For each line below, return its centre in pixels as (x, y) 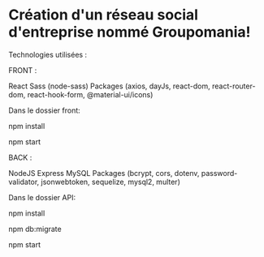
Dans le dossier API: (42, 197)
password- (219, 173)
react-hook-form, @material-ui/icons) (90, 94)
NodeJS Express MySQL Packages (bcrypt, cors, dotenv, (104, 173)
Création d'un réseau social (104, 15)
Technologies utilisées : (48, 54)
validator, (24, 182)
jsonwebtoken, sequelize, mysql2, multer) (110, 182)
